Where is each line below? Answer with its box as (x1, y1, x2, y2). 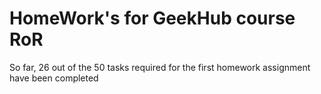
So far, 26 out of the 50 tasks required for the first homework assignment (9, 61, 311, 73)
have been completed (9, 72, 99, 84)
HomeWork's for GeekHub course (9, 7, 296, 30)
